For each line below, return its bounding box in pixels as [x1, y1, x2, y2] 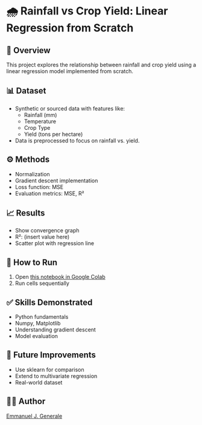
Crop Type [24, 124, 51, 131]
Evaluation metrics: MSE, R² [14, 190, 84, 197]
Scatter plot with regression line [14, 240, 95, 247]
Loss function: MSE [14, 183, 64, 190]
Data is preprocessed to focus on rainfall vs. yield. [14, 136, 140, 144]
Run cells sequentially [14, 280, 69, 287]
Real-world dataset [14, 379, 63, 386]
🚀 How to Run [6, 257, 58, 267]
